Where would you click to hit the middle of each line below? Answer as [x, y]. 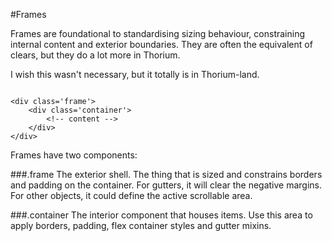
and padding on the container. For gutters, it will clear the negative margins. [166, 185]
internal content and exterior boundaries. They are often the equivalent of [161, 44]
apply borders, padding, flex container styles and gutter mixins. [141, 225]
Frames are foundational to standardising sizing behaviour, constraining [158, 33]
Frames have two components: [74, 155]
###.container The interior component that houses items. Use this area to [161, 215]
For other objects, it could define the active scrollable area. [131, 195]
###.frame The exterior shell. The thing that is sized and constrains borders [166, 174]
